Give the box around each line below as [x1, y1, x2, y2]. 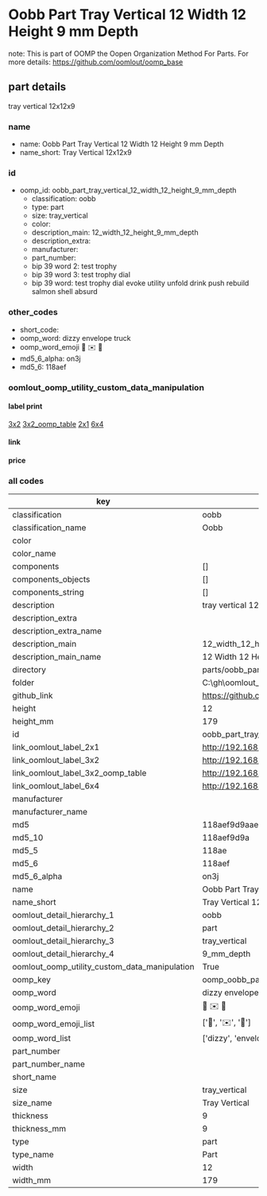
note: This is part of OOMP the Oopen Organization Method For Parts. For [8, 48, 249, 58]
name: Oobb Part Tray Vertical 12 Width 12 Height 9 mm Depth [19, 139, 224, 149]
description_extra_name [12, 625, 102, 637]
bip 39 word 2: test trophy [31, 261, 118, 271]
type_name [12, 1149, 54, 1160]
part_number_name [12, 1059, 85, 1070]
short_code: [19, 324, 60, 335]
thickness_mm [12, 1123, 67, 1134]
